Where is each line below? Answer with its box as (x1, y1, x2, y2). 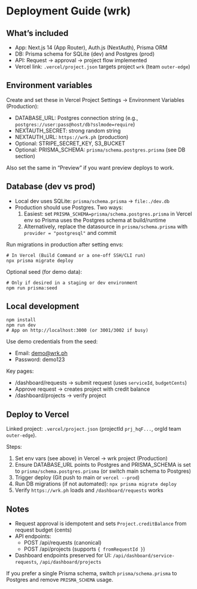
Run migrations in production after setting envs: (6, 241, 124, 248)
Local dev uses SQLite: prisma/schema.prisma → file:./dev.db (14, 197, 169, 204)
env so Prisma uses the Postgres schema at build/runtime (23, 216, 166, 223)
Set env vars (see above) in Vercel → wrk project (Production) (14, 455, 168, 462)
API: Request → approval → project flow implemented (14, 57, 147, 64)
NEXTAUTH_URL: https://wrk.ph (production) (14, 133, 129, 140)
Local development (6, 301, 80, 312)
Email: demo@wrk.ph (14, 349, 68, 357)
